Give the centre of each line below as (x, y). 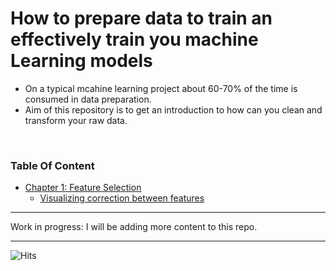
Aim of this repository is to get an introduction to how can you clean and (173, 109)
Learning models (81, 61)
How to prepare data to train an (141, 18)
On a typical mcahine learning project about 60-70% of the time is (161, 88)
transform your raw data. (76, 120)
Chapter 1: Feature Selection (83, 188)
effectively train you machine (134, 39)
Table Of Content (52, 165)
